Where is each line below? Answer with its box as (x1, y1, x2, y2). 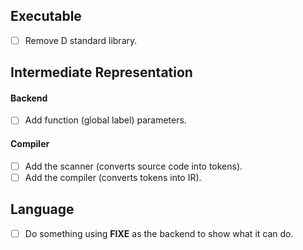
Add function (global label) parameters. (24, 114, 187, 126)
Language (10, 201, 75, 218)
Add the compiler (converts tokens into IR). (24, 171, 202, 183)
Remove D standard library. (24, 34, 138, 46)
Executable (10, 8, 82, 25)
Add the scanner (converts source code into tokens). (24, 160, 243, 172)
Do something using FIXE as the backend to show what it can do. (24, 227, 294, 239)
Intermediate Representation (10, 64, 193, 81)
